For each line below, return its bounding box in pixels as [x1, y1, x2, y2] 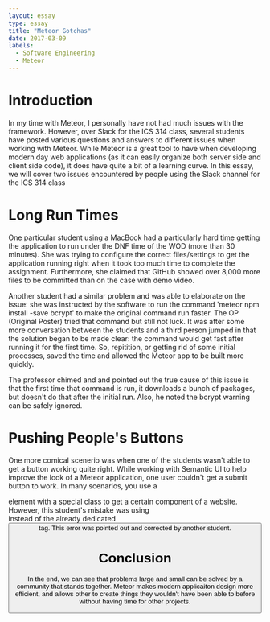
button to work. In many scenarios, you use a [8, 480, 158, 491]
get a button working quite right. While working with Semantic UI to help [8, 463, 247, 473]
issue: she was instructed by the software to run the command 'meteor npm [8, 299, 260, 309]
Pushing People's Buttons [8, 428, 184, 447]
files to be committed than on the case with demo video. [8, 275, 195, 285]
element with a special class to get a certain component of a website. [8, 496, 239, 506]
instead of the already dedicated [8, 513, 117, 523]
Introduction [8, 92, 93, 109]
